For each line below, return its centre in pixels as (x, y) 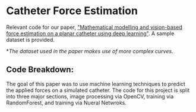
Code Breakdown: (40, 70)
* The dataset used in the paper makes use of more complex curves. (90, 51)
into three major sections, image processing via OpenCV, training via (90, 96)
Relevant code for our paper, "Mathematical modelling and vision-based (94, 27)
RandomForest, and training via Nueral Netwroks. (66, 103)
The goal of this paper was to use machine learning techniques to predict (96, 84)
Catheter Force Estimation (72, 11)
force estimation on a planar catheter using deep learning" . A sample (90, 33)
